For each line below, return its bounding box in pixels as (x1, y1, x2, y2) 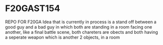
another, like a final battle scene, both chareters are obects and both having (5, 29, 158, 35)
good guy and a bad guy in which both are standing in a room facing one (5, 24, 152, 30)
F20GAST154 (5, 3, 60, 14)
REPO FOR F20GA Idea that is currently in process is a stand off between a (5, 19, 157, 25)
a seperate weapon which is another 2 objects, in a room (5, 34, 120, 40)
